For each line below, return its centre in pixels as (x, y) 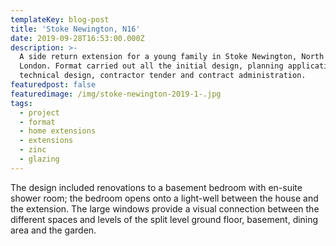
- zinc (33, 150)
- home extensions (58, 131)
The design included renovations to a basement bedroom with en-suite (156, 187)
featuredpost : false (53, 85)
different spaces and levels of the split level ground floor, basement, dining (164, 219)
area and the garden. (53, 230)
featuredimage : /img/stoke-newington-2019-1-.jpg (116, 94)
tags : (21, 103)
